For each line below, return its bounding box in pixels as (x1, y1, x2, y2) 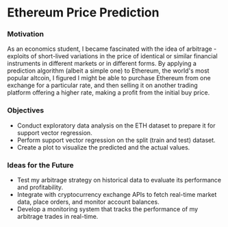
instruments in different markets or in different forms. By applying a (7, 60, 197, 68)
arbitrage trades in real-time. (16, 213, 99, 221)
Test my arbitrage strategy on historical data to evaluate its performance (16, 176, 221, 184)
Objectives (7, 106, 45, 115)
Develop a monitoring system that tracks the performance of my (16, 205, 199, 213)
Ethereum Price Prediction (7, 5, 160, 21)
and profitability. (16, 183, 64, 191)
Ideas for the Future (7, 160, 74, 169)
